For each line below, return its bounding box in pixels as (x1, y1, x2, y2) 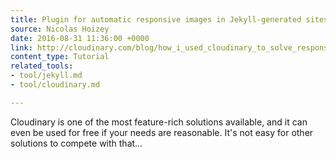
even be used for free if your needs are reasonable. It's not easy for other (10, 126, 314, 138)
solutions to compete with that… (10, 137, 143, 149)
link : (10, 42, 33, 53)
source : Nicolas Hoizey (10, 24, 110, 34)
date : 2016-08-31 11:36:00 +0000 (10, 33, 150, 43)
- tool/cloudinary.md (10, 80, 101, 90)
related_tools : (10, 61, 74, 71)
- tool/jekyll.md (10, 71, 83, 81)
